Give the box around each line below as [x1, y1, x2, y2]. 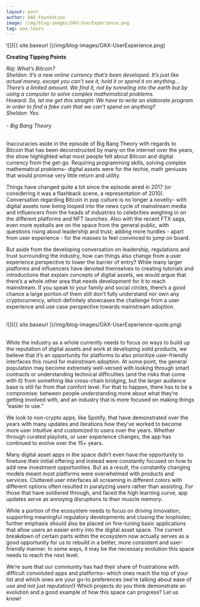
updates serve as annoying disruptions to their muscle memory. [6, 496, 163, 503]
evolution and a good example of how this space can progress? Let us [6, 588, 179, 596]
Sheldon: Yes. [6, 109, 40, 117]
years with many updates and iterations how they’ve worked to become [6, 420, 182, 428]
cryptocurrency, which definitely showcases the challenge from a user [6, 297, 180, 304]
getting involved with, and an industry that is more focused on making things [6, 396, 195, 404]
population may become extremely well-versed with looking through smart [6, 364, 190, 371]
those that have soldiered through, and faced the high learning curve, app [6, 489, 188, 496]
